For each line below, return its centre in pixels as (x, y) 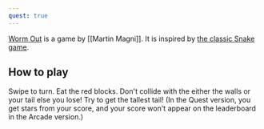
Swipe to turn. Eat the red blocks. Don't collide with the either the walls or (129, 91)
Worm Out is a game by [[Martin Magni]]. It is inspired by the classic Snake (132, 38)
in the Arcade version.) (46, 117)
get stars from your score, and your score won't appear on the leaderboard (132, 108)
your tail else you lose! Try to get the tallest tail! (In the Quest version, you (130, 100)
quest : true (28, 16)
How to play (38, 73)
